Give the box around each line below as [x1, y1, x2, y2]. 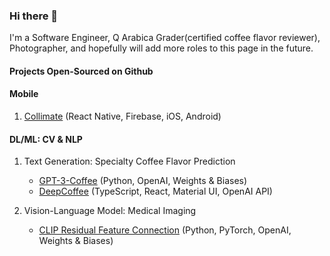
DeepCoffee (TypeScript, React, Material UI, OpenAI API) [38, 185, 273, 198]
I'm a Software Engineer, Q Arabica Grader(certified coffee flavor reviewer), [9, 32, 321, 44]
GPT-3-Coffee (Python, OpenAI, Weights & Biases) [38, 175, 248, 187]
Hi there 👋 [9, 9, 59, 23]
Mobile [9, 88, 39, 100]
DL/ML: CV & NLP [9, 133, 83, 145]
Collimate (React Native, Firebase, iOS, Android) [23, 110, 222, 123]
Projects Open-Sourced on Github [9, 65, 154, 77]
